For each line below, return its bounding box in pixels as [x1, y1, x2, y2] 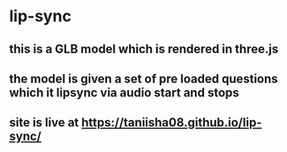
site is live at [9, 115, 79, 130]
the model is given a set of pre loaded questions [9, 71, 278, 86]
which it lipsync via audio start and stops [9, 85, 240, 100]
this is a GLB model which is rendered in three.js [9, 42, 279, 57]
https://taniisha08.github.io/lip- [80, 115, 262, 130]
